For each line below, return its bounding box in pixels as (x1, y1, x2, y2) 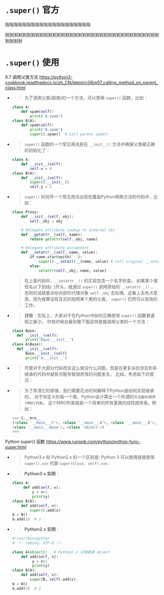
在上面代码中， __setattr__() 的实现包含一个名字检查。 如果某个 (24, 277, 154, 283)
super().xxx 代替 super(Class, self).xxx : (24, 460, 110, 467)
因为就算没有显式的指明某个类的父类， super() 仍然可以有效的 (33, 296, 158, 302)
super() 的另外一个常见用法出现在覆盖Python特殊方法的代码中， (24, 194, 154, 200)
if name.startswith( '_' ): (30, 255, 82, 259)
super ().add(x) (30, 508, 61, 513)
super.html (5, 444, 27, 450)
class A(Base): (12, 342, 43, 347)
